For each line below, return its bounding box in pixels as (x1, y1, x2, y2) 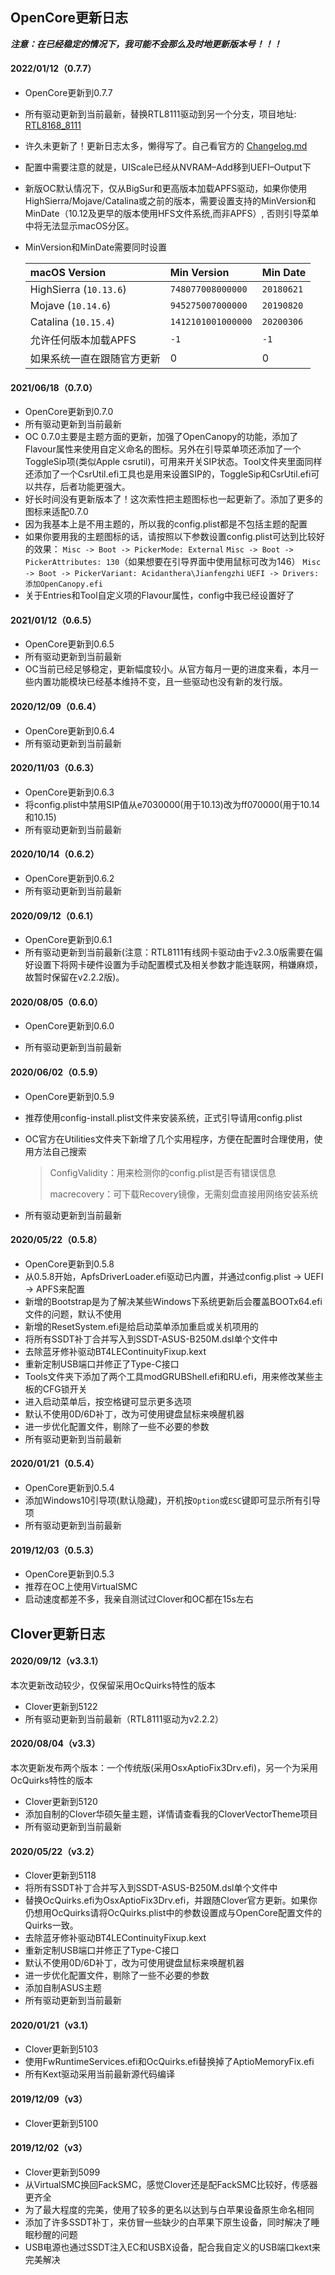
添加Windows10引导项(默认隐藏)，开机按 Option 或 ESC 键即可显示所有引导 (24, 1494, 321, 1507)
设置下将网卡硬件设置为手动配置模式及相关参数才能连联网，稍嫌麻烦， (33, 959, 323, 971)
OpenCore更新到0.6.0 (24, 1020, 115, 1032)
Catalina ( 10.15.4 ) (29, 315, 116, 329)
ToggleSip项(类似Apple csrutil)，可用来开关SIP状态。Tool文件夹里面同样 (24, 456, 323, 468)
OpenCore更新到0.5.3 (24, 1568, 115, 1580)
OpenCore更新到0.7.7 (24, 87, 113, 99)
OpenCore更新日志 (10, 9, 128, 27)
